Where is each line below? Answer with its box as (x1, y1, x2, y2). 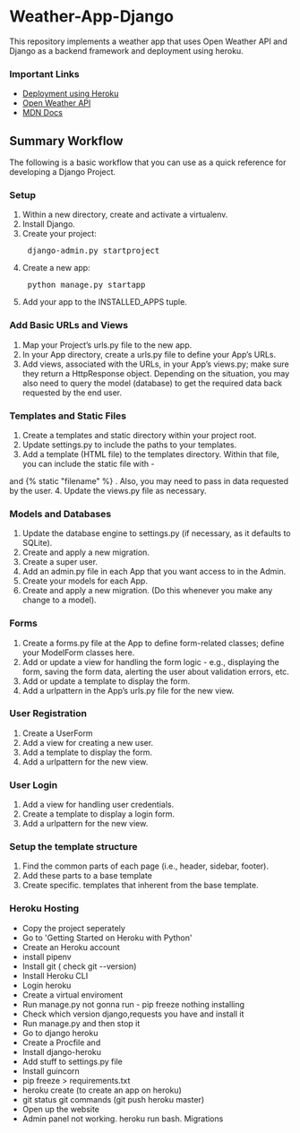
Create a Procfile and (21, 1037, 101, 1048)
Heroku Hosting (9, 903, 80, 915)
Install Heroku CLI (21, 970, 89, 981)
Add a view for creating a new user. (21, 737, 154, 748)
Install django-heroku (21, 1046, 101, 1057)
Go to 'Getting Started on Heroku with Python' (21, 932, 193, 943)
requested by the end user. (21, 387, 123, 398)
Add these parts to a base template (21, 870, 152, 881)
